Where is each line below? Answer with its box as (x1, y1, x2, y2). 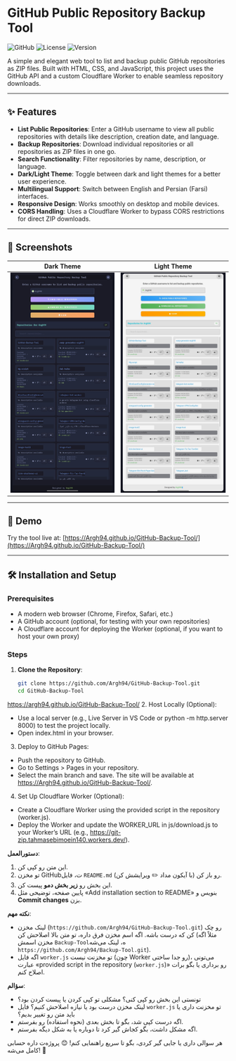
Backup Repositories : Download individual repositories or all (17, 139, 194, 148)
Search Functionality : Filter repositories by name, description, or (17, 155, 206, 163)
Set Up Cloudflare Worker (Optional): (17, 792, 124, 801)
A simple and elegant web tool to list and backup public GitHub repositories (7, 56, 225, 65)
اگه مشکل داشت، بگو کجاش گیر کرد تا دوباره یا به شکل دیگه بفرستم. (17, 1025, 198, 1034)
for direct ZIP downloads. (17, 214, 91, 223)
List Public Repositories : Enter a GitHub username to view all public (17, 124, 215, 133)
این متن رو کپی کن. (17, 863, 68, 871)
